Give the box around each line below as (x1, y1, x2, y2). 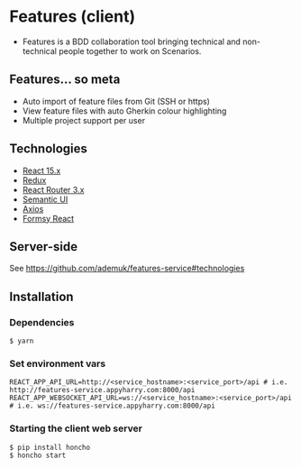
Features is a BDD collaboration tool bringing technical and (22, 36, 242, 47)
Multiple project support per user (22, 114, 146, 125)
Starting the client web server (9, 422, 142, 435)
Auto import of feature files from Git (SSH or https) (22, 96, 210, 106)
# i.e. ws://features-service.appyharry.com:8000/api (9, 401, 216, 411)
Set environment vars (9, 357, 106, 370)
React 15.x (22, 165, 61, 176)
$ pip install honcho (9, 443, 91, 452)
